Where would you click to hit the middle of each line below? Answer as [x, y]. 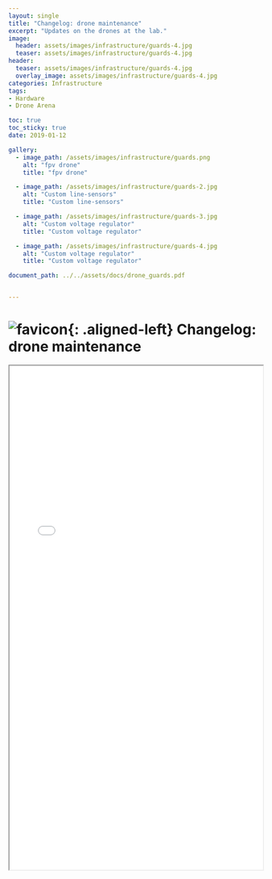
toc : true [25, 121]
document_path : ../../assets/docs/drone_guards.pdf [97, 276]
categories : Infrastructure [56, 83]
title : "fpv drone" [56, 173]
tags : [17, 91]
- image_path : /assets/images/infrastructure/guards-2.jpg [117, 187]
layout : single [34, 16]
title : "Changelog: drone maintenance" [75, 23]
